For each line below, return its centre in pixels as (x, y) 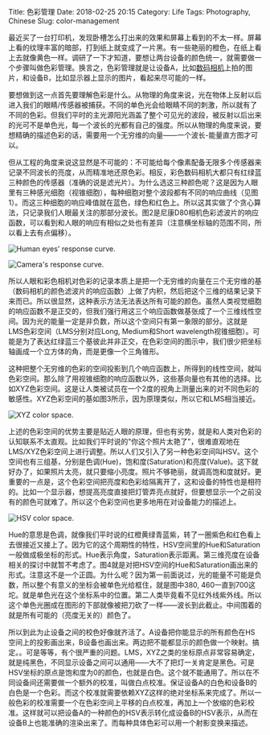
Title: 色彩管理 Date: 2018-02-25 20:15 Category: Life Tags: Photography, (129, 12)
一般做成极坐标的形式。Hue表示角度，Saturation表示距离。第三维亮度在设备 (134, 555)
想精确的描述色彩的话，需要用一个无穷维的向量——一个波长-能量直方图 (126, 135)
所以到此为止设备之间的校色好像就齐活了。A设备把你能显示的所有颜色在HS (132, 632)
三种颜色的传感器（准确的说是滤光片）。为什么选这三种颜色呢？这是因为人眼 (133, 182)
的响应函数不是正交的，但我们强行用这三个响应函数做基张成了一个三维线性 (131, 311)
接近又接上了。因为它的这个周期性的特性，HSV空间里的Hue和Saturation (141, 545)
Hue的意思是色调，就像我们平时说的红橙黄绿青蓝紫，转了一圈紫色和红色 (128, 535)
